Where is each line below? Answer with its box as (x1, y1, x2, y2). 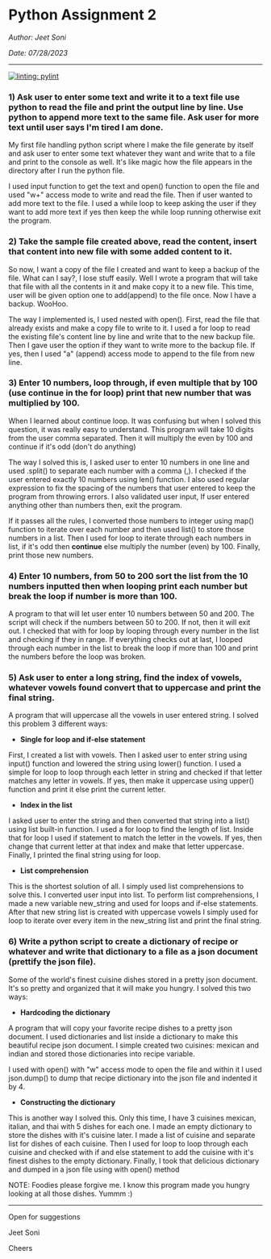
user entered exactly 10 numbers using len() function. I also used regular (8, 474, 250, 484)
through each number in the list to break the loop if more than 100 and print (8, 644, 258, 653)
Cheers (8, 1243, 33, 1253)
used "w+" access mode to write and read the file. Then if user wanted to (8, 190, 252, 199)
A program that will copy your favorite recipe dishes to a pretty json (8, 1023, 232, 1033)
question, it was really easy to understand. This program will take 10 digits (8, 424, 254, 434)
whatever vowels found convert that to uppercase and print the (8, 682, 261, 694)
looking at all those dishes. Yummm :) (8, 1189, 133, 1198)
